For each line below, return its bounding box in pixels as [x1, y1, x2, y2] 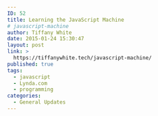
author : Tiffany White [7, 29, 72, 36]
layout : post [7, 42, 45, 48]
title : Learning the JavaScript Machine [7, 16, 125, 23]
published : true [7, 61, 54, 68]
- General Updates [13, 99, 67, 106]
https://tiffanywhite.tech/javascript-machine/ [13, 55, 153, 61]
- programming [13, 86, 54, 93]
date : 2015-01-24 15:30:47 [7, 35, 84, 42]
